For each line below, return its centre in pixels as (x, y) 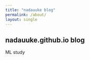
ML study (15, 52)
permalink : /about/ (26, 15)
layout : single (21, 19)
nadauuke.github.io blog (45, 40)
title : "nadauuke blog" (31, 10)
